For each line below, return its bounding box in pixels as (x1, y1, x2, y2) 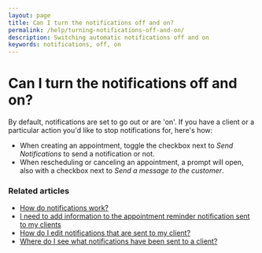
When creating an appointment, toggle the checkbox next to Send (19, 141, 234, 150)
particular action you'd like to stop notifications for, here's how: (8, 126, 213, 135)
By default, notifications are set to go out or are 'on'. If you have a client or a (8, 117, 255, 126)
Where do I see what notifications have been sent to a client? (19, 236, 218, 246)
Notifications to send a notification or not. (19, 149, 155, 159)
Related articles (8, 185, 69, 196)
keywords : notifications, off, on (8, 41, 122, 49)
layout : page (8, 11, 51, 20)
